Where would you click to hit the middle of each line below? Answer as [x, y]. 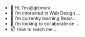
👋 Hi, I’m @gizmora [30, 8]
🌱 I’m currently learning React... [43, 18]
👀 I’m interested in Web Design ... [45, 13]
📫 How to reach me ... [34, 29]
